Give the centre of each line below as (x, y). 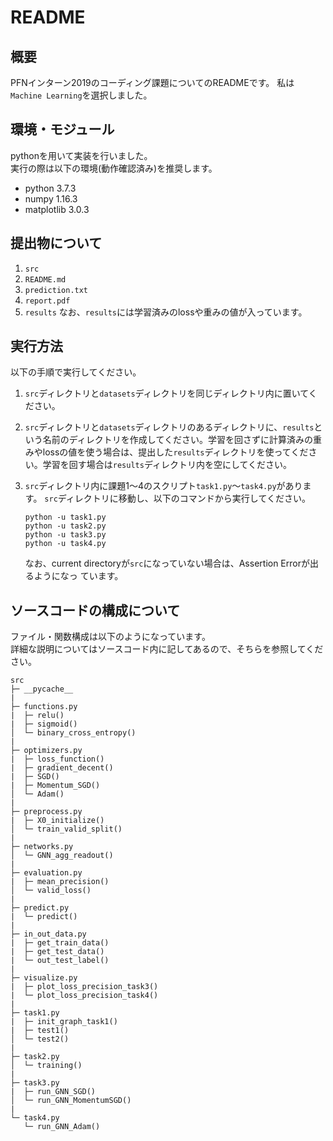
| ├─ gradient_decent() (62, 768)
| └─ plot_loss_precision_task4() (84, 996)
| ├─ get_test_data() (57, 952)
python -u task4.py (65, 544)
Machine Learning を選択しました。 (81, 95)
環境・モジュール (62, 129)
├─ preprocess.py (46, 812)
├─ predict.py (40, 908)
